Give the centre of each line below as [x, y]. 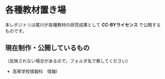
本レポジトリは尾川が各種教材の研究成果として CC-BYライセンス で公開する [83, 25]
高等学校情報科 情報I [35, 71]
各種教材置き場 [36, 10]
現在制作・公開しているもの [48, 48]
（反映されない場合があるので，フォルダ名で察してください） [68, 61]
